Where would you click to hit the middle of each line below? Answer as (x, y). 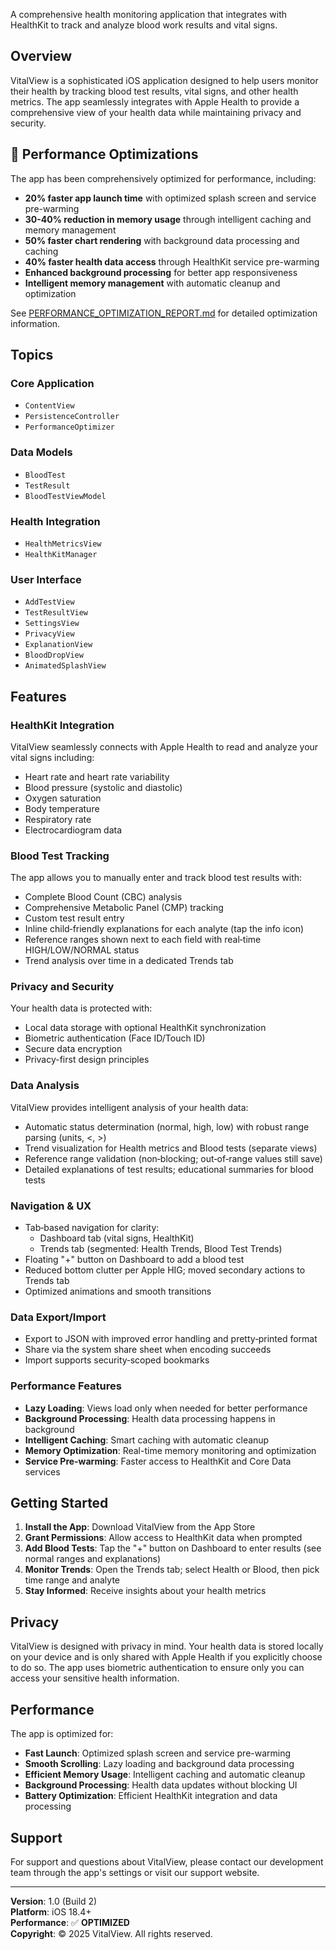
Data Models (41, 452)
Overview (41, 56)
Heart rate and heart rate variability (97, 776)
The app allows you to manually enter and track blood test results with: (156, 878)
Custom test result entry (74, 918)
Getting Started (59, 1503)
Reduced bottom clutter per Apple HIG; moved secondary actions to (165, 1270)
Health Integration (55, 521)
